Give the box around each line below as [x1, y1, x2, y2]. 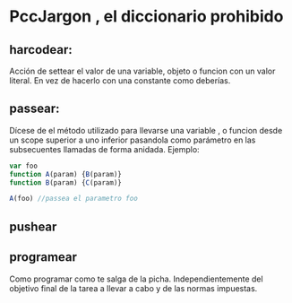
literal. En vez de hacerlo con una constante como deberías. [9, 75, 231, 86]
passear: [9, 101, 60, 117]
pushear [9, 219, 57, 234]
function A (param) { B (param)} [9, 169, 123, 178]
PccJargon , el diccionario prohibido [9, 6, 284, 27]
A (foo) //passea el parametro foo [9, 195, 139, 203]
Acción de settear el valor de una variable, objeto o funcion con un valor [9, 65, 276, 76]
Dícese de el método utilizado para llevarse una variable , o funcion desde [9, 125, 283, 135]
